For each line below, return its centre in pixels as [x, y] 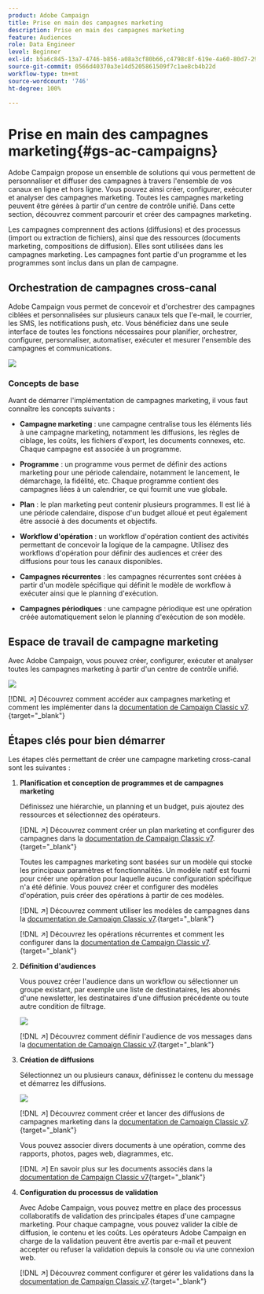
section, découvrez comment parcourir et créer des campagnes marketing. [130, 214]
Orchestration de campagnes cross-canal [113, 288]
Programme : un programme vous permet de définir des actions [123, 464]
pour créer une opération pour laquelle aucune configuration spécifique [136, 879]
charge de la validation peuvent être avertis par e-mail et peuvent [125, 1241]
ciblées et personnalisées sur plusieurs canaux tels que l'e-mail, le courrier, [130, 315]
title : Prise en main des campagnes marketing [86, 23]
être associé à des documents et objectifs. [88, 521]
